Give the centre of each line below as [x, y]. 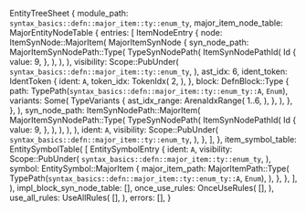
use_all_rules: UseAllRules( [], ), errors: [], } [90, 197]
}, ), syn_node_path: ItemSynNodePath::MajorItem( [105, 110]
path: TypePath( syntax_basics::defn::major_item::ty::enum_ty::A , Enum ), [149, 91]
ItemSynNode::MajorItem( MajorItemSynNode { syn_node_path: [129, 42]
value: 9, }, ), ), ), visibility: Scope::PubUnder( [95, 62]
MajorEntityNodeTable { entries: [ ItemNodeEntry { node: [116, 32]
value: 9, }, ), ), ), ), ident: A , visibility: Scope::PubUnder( [114, 130]
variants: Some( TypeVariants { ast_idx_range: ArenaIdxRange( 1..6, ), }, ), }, [151, 101]
